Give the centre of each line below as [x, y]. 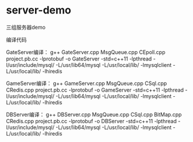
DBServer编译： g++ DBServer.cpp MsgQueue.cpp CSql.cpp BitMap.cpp [94, 114]
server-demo [39, 10]
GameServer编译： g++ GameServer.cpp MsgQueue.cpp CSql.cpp [87, 83]
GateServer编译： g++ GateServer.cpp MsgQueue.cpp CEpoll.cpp [86, 52]
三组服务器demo [26, 27]
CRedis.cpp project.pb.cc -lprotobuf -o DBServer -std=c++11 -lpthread [92, 121]
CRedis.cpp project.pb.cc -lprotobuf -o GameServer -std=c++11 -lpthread [95, 90]
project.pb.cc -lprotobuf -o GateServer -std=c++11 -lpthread [79, 59]
